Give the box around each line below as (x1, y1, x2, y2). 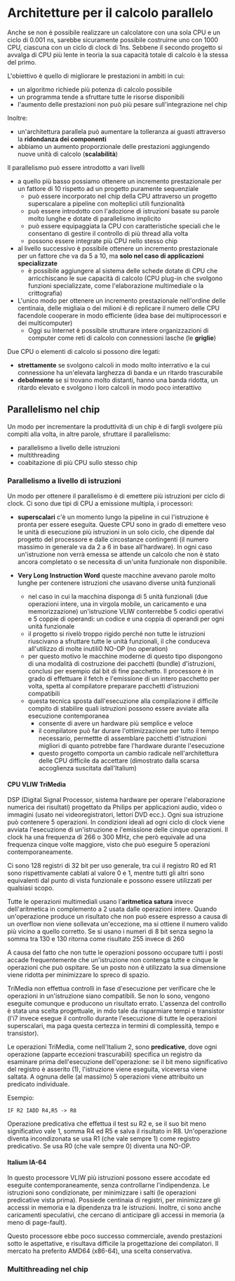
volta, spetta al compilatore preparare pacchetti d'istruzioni (27, 682, 199, 690)
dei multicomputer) (17, 318, 73, 327)
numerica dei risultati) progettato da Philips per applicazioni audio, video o (7, 803, 222, 812)
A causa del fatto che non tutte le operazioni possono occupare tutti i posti (7, 948, 223, 957)
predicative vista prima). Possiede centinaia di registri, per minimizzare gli (7, 1196, 221, 1204)
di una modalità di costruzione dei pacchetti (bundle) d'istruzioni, (27, 659, 216, 668)
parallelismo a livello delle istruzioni (17, 443, 121, 452)
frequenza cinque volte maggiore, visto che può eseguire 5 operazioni (7, 841, 210, 849)
